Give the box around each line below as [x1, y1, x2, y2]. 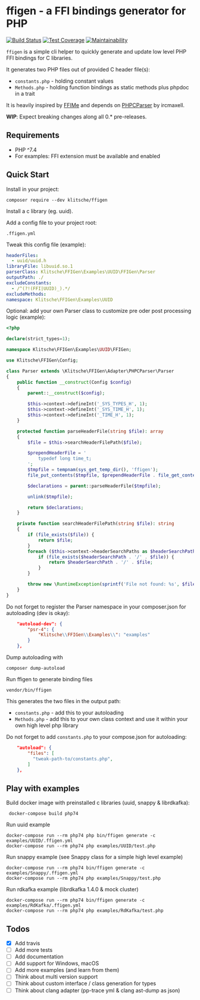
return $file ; [37, 537, 73, 543]
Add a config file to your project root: [6, 219, 97, 226]
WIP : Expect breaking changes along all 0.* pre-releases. [6, 113, 147, 120]
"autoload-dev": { [17, 620, 62, 627]
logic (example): [6, 314, 46, 321]
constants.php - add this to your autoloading [14, 709, 124, 716]
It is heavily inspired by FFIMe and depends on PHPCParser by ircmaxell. [6, 101, 185, 108]
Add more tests [14, 946, 53, 954]
